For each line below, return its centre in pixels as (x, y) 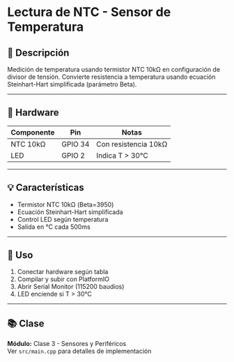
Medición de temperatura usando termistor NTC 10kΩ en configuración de (114, 69)
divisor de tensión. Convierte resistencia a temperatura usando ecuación (111, 77)
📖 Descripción (38, 53)
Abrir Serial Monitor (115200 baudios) (71, 287)
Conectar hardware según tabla (63, 272)
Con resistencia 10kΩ (132, 144)
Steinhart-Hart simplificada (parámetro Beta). (72, 84)
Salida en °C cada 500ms (54, 227)
